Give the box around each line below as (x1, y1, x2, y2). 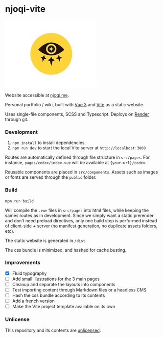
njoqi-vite (5, 3, 46, 15)
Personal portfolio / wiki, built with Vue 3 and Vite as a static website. (5, 101, 144, 107)
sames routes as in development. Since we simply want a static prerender (5, 212, 154, 218)
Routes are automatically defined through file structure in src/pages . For (5, 154, 150, 160)
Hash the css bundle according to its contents (12, 292, 105, 298)
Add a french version (12, 298, 55, 304)
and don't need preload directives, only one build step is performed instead (5, 217, 158, 223)
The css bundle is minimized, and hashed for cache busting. (5, 247, 127, 253)
